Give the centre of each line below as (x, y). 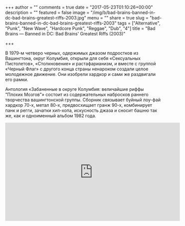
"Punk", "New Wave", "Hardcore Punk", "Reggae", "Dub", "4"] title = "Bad (80, 28)
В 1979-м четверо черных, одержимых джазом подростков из (72, 53)
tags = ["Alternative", (139, 23)
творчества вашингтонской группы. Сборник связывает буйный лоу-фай (83, 100)
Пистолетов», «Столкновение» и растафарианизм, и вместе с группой (81, 64)
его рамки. (17, 80)
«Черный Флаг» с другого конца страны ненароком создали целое (77, 69)
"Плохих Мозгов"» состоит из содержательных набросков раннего (77, 95)
